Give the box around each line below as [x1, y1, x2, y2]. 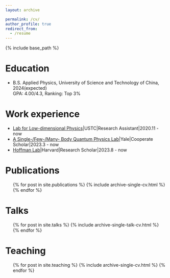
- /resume [10, 31, 31, 36]
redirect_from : [5, 26, 38, 31]
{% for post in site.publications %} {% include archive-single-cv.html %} [12, 182, 165, 188]
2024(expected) [12, 85, 47, 91]
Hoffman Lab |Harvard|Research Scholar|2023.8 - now [12, 147, 128, 153]
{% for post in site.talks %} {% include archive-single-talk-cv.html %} [12, 221, 159, 228]
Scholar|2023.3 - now [12, 141, 59, 147]
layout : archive [5, 7, 40, 13]
